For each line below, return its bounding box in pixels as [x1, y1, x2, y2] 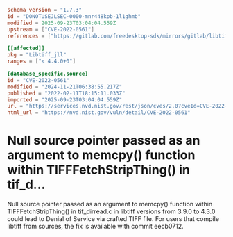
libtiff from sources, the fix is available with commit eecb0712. [7, 222, 184, 231]
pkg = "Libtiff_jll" [7, 51, 67, 58]
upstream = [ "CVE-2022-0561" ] [7, 26, 95, 33]
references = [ [7, 32, 51, 40]
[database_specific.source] [7, 70, 89, 77]
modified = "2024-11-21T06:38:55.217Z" [7, 83, 123, 90]
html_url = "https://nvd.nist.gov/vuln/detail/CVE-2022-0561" [7, 109, 191, 116]
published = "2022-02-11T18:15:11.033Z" [7, 90, 126, 97]
